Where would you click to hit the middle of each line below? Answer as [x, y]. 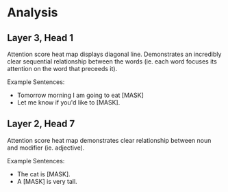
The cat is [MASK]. [43, 174]
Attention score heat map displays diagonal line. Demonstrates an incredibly [114, 54]
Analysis [33, 13]
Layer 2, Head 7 [41, 124]
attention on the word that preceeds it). [62, 69]
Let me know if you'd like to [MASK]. [68, 102]
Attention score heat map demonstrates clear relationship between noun [109, 140]
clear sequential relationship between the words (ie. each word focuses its [112, 61]
